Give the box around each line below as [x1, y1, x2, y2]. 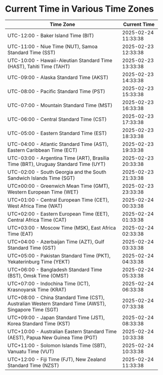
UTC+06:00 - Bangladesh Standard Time [7, 266, 102, 273]
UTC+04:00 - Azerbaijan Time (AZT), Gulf [7, 238, 104, 245]
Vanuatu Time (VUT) [7, 348, 54, 355]
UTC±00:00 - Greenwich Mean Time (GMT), [7, 182, 110, 189]
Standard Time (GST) [7, 244, 56, 251]
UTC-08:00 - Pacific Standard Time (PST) [7, 88, 105, 95]
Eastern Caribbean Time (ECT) [7, 147, 78, 153]
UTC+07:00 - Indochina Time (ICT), [7, 280, 90, 287]
